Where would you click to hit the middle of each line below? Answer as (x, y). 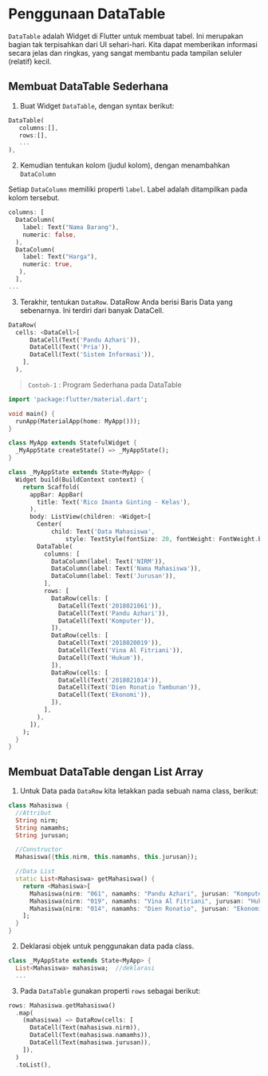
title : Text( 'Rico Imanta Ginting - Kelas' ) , (114, 502)
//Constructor (39, 850)
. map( (25, 1013)
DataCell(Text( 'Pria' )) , (71, 347)
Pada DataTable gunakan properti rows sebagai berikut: (110, 991)
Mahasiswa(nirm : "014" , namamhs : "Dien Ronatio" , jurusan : (129, 908)
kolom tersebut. (34, 198)
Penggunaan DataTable (87, 14)
